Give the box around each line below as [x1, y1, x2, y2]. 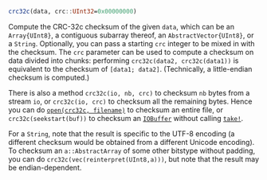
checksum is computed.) [8, 72, 90, 82]
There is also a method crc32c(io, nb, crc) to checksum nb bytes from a [8, 88, 250, 97]
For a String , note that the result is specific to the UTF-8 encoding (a [8, 128, 235, 139]
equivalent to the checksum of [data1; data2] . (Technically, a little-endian [8, 64, 253, 73]
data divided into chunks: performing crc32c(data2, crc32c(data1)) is [8, 56, 239, 65]
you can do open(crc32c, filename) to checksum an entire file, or [8, 104, 223, 115]
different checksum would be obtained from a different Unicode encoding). [8, 137, 255, 147]
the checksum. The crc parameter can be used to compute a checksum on [8, 47, 254, 57]
